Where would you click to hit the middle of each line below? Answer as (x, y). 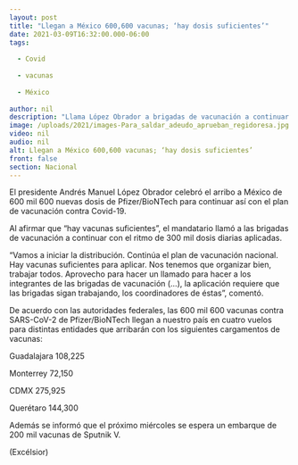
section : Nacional (43, 167)
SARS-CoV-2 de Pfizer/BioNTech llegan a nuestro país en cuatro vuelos (141, 320)
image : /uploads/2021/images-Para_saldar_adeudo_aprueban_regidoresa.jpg (149, 126)
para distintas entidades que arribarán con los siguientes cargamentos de (145, 329)
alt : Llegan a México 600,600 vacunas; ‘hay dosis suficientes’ (131, 150)
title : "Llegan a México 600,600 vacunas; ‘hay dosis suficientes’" (139, 26)
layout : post (33, 17)
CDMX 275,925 (37, 391)
